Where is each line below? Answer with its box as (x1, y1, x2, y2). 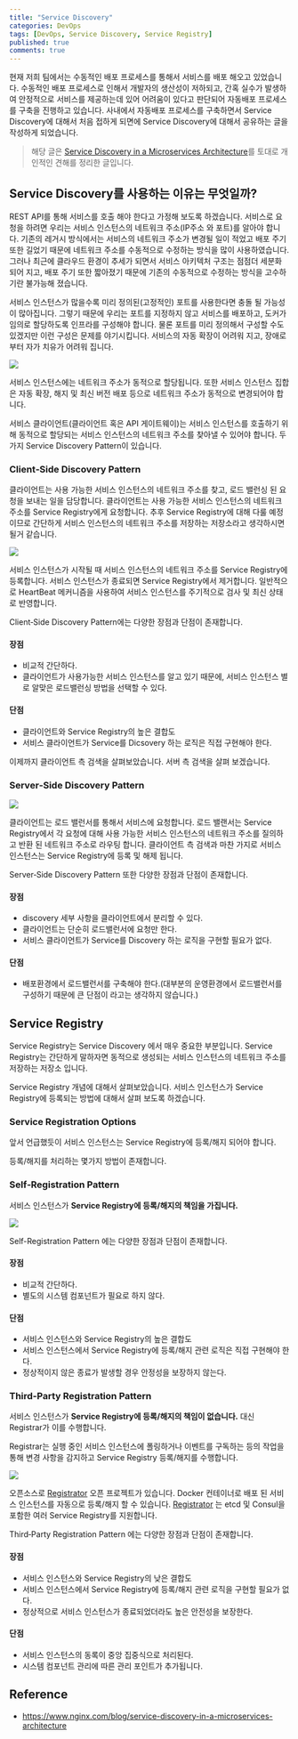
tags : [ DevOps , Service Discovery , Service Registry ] (9, 29, 213, 38)
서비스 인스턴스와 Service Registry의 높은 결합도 (21, 1334, 193, 1345)
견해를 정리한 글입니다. (54, 158, 134, 168)
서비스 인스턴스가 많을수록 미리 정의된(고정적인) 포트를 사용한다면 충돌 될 (9, 296, 262, 307)
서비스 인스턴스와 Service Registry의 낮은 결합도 (21, 1573, 193, 1583)
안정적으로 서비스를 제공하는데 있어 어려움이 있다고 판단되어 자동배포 (18, 94, 256, 105)
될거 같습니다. (9, 529, 58, 539)
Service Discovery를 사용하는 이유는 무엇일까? (9, 186, 258, 201)
